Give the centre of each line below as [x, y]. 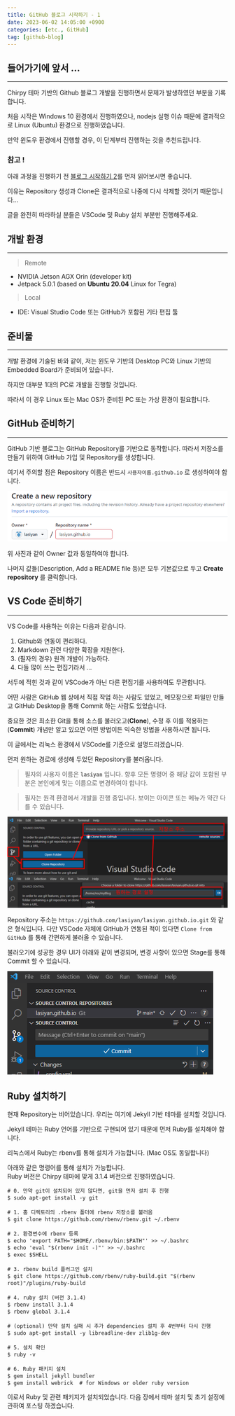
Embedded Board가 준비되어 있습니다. [60, 369]
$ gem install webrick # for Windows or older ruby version [98, 1383]
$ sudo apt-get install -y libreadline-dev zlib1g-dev [89, 1333]
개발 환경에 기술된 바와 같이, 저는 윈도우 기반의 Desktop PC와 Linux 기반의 [109, 361]
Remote [36, 263]
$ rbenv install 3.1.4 [40, 1305]
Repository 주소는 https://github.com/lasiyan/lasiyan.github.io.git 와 [112, 920]
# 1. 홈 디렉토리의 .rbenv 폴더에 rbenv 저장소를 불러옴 [80, 1212]
